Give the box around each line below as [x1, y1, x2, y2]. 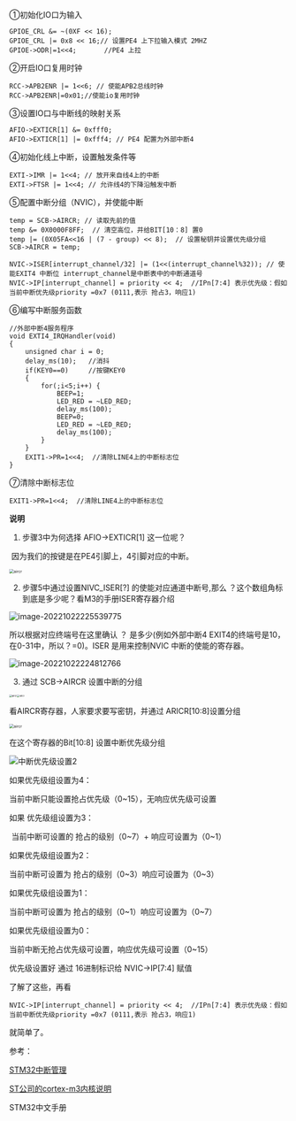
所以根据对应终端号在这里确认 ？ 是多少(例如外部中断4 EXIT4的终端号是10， [9, 629, 285, 640]
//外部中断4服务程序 [9, 324, 74, 333]
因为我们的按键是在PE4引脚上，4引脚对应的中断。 [11, 551, 194, 561]
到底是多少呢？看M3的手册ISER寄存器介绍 [21, 594, 175, 603]
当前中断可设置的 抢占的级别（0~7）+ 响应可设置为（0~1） [11, 832, 227, 841]
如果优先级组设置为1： [9, 887, 90, 898]
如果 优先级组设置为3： [9, 812, 95, 823]
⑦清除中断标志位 [9, 478, 75, 488]
